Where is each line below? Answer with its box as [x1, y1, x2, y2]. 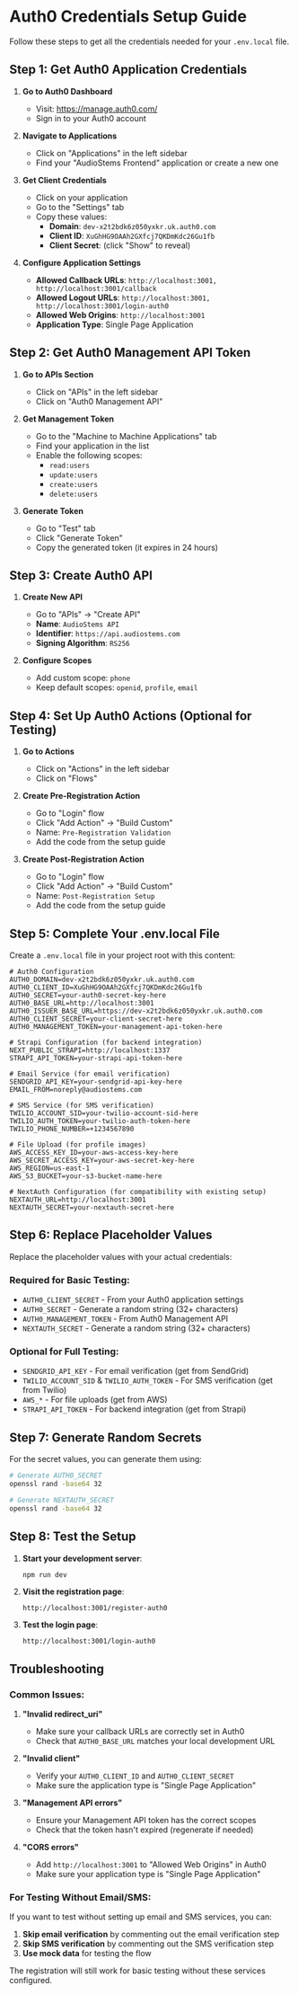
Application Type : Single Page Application [35, 319, 194, 330]
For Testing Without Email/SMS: [9, 1892, 152, 1904]
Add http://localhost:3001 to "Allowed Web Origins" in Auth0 [35, 1859, 267, 1870]
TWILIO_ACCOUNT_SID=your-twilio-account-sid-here [9, 1109, 199, 1118]
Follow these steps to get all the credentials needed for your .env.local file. [9, 36, 290, 47]
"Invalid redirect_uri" [22, 1709, 103, 1720]
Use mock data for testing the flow [22, 1948, 153, 1959]
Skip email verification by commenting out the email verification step [22, 1929, 280, 1940]
